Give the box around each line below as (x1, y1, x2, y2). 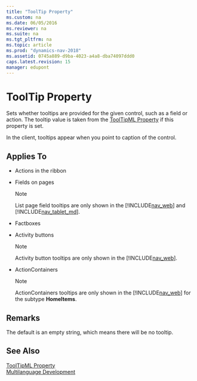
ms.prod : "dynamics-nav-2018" (6, 48, 82, 54)
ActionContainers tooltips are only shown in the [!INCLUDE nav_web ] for (14, 289, 191, 296)
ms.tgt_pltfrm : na (6, 36, 52, 42)
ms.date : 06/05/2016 (6, 20, 58, 26)
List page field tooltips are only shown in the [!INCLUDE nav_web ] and (14, 202, 186, 209)
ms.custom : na (6, 14, 42, 20)
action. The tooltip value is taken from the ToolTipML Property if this (6, 116, 174, 123)
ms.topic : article (6, 42, 52, 48)
